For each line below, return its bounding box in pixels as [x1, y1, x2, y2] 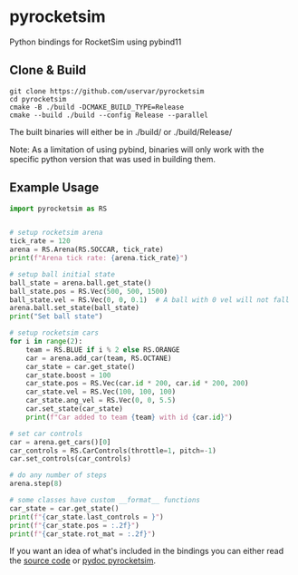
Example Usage [9, 180, 100, 196]
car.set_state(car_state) [25, 404, 124, 414]
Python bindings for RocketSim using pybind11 [9, 36, 182, 47]
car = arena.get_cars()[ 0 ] [9, 437, 111, 446]
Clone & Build [9, 63, 87, 78]
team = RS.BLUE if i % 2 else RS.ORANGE [25, 345, 180, 355]
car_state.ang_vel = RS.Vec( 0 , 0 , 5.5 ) [25, 396, 177, 405]
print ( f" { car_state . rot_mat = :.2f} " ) [9, 529, 156, 539]
